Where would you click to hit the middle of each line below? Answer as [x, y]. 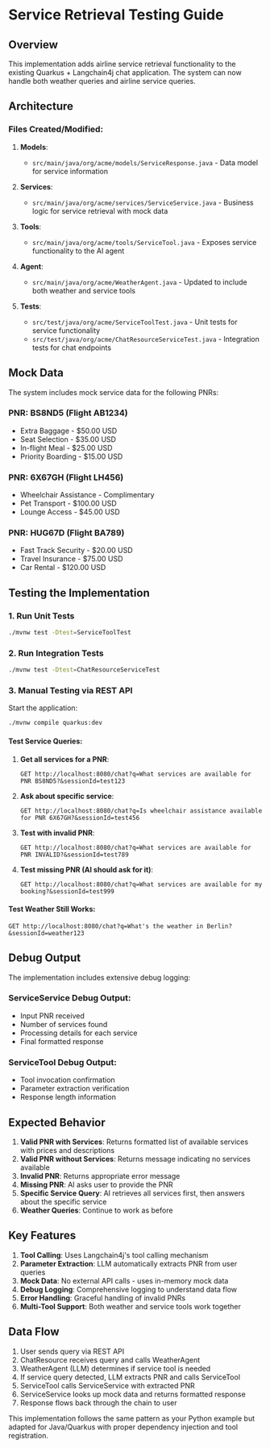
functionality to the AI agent [78, 251]
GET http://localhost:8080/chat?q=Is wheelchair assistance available [141, 811]
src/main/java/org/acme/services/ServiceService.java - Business [143, 202]
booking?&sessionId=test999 [67, 891]
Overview [33, 45]
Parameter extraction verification [75, 1088]
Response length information [68, 1097]
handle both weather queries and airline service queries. [102, 81]
